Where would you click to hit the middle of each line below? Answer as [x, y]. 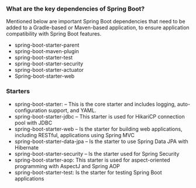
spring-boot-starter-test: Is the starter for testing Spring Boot [88, 172]
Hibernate [27, 147]
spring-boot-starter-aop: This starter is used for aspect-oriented [92, 160]
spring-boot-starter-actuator [49, 70]
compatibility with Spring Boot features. [54, 34]
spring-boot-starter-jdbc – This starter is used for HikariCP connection [100, 116]
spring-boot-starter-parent [47, 45]
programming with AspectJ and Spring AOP [67, 166]
